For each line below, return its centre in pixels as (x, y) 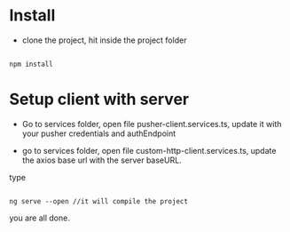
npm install (31, 64)
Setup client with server (99, 100)
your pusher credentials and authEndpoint (99, 133)
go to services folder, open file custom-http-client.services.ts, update (149, 150)
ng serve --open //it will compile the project (99, 201)
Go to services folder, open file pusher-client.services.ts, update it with (152, 124)
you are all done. (40, 218)
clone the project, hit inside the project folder (104, 40)
